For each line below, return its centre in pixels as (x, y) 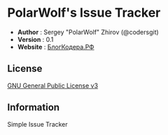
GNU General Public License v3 (53, 86)
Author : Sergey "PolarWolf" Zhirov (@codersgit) (88, 32)
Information (34, 108)
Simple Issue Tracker (37, 124)
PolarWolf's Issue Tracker (84, 13)
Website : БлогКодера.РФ (56, 47)
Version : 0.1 (35, 39)
